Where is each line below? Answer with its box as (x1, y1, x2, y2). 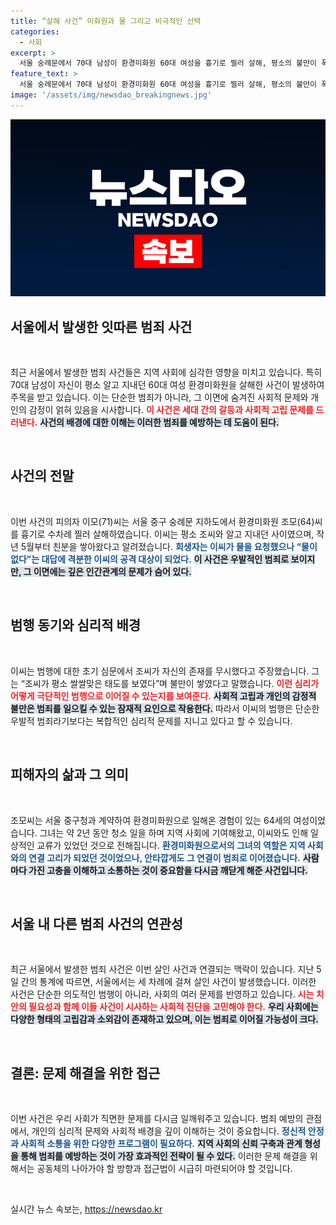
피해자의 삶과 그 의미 (10, 766, 129, 784)
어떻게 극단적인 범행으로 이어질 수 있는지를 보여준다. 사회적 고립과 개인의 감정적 (10, 690, 317, 702)
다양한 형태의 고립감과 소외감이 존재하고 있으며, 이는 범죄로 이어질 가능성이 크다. (10, 1013, 319, 1025)
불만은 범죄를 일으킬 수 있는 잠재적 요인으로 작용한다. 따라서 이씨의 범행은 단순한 (10, 702, 320, 714)
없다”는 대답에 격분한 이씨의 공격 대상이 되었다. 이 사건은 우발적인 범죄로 (10, 553, 290, 565)
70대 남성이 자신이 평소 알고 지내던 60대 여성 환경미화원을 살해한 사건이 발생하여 (10, 379, 325, 391)
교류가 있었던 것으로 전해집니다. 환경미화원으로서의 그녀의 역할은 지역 (36, 839, 306, 851)
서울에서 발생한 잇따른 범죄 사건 (10, 318, 193, 335)
